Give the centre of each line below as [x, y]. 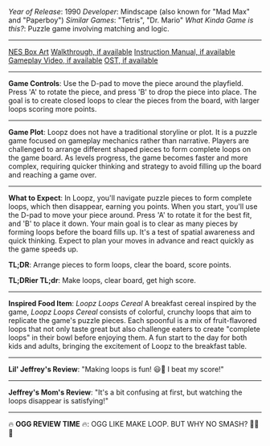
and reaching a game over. [53, 175]
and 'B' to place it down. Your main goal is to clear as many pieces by [123, 223]
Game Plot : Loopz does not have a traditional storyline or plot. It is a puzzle [133, 132]
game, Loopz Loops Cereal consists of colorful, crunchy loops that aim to [130, 312]
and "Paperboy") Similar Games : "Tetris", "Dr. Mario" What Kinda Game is [131, 20]
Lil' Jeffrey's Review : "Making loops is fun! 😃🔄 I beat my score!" [117, 369]
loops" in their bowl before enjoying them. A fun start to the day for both [128, 338]
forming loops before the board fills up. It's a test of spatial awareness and [132, 232]
